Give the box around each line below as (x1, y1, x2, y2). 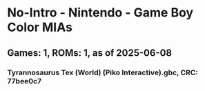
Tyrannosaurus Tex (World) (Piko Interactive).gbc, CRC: (7, 68, 199, 77)
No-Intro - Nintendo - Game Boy (7, 5, 194, 21)
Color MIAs (7, 19, 72, 35)
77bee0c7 (7, 76, 42, 85)
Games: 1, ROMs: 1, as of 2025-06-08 (7, 47, 173, 59)
